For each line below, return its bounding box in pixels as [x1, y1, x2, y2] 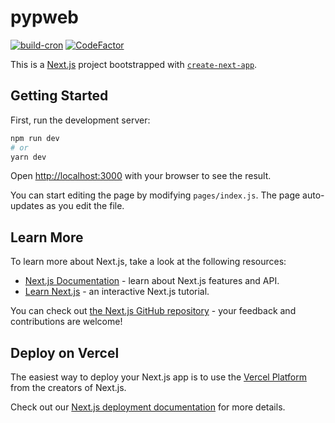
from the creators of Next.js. [10, 382, 127, 393]
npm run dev [10, 133, 60, 143]
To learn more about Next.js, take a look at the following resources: [10, 256, 287, 268]
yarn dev [10, 152, 47, 162]
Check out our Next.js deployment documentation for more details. [10, 401, 286, 413]
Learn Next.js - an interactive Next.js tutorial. [24, 286, 210, 298]
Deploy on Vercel [10, 344, 120, 361]
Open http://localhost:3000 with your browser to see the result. [10, 170, 272, 182]
